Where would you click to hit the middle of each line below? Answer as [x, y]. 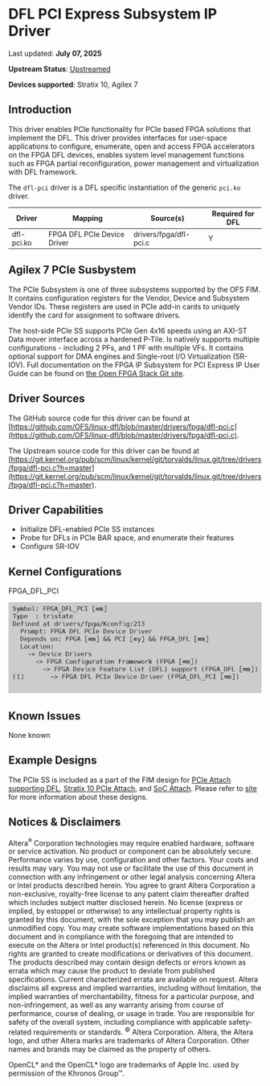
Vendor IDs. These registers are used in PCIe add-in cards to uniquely [124, 306]
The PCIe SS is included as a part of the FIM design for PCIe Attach [120, 780]
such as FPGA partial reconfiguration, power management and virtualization [134, 163]
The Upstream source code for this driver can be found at [104, 450]
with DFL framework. [43, 172]
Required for [233, 214]
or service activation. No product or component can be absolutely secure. [131, 851]
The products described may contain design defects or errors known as [127, 962]
